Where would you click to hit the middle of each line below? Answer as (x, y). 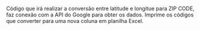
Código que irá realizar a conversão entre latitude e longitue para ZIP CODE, (101, 9)
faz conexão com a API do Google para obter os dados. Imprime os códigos (100, 15)
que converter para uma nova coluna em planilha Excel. (75, 21)
